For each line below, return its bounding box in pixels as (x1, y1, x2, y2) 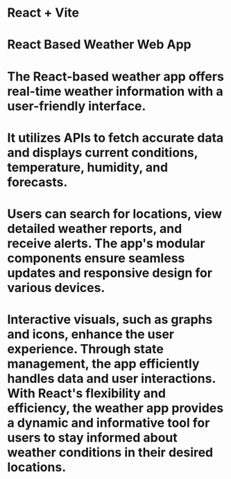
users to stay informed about (7, 430, 178, 446)
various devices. (7, 279, 105, 295)
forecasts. (7, 174, 68, 190)
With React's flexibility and (7, 386, 166, 401)
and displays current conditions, (7, 145, 198, 161)
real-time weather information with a (7, 83, 223, 99)
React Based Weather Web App (7, 37, 192, 53)
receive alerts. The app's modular (7, 235, 206, 251)
